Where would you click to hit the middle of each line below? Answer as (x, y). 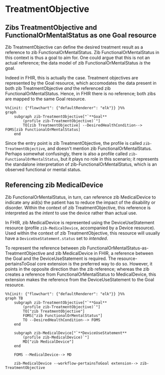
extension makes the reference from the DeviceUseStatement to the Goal (80, 279)
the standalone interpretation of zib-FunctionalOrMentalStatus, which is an (81, 164)
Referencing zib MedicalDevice (54, 185)
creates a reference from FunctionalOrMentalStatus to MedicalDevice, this (81, 274)
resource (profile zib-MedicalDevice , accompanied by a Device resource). (80, 228)
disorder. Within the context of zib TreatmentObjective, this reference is (78, 207)
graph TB (14, 298)
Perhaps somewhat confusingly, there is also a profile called (66, 154)
